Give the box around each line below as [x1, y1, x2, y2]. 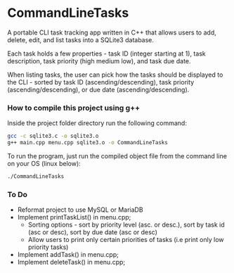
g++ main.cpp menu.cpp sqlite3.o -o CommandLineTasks [7, 139, 169, 146]
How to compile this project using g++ [7, 103, 141, 113]
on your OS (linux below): [7, 159, 81, 167]
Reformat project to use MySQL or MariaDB [17, 205, 143, 214]
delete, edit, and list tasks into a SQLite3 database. [7, 35, 155, 44]
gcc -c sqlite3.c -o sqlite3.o [7, 132, 99, 140]
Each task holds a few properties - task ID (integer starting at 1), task [7, 49, 206, 58]
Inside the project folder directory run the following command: [7, 119, 188, 127]
